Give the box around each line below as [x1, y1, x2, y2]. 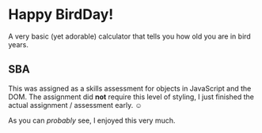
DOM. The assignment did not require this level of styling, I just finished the [8, 92, 255, 102]
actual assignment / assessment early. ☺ [8, 100, 142, 109]
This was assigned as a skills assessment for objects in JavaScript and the [8, 83, 252, 93]
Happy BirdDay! [8, 6, 114, 24]
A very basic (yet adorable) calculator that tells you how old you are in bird [8, 31, 251, 41]
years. [8, 39, 29, 49]
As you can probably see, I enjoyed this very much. [8, 116, 176, 125]
